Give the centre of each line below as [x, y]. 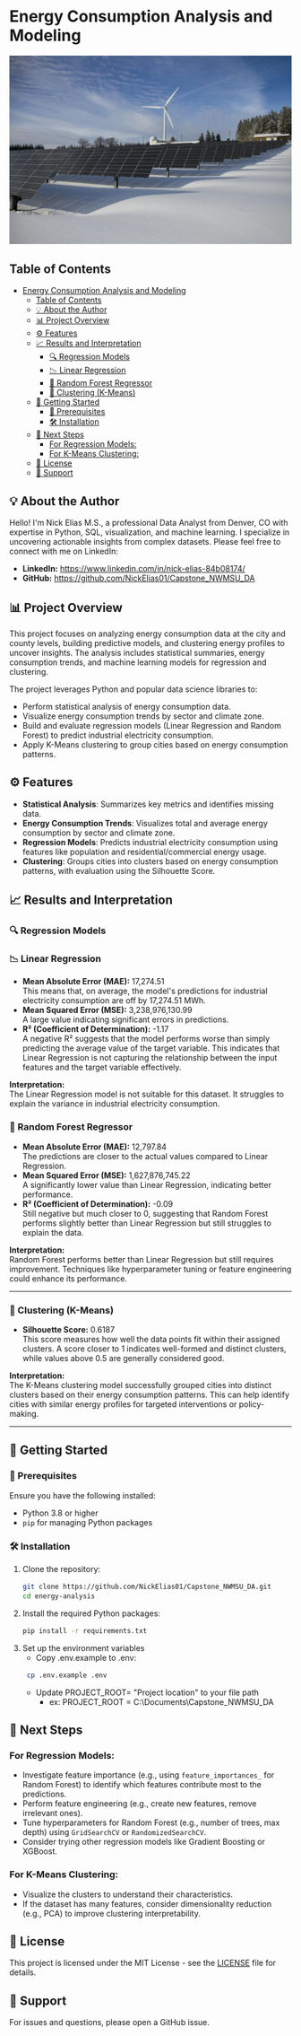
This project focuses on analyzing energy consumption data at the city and [148, 634]
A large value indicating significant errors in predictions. [125, 1019]
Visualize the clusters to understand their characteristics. [128, 1894]
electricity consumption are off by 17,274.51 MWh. [114, 1001]
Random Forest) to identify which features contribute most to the [142, 1785]
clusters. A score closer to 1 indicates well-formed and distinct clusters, [154, 1349]
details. [23, 1972]
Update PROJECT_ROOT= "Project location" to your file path [147, 1692]
